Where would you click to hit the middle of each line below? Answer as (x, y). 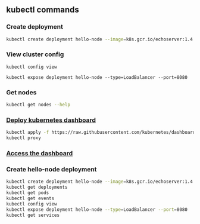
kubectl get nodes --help (38, 105)
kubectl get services (33, 215)
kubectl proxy (24, 138)
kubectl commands (43, 10)
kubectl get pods (28, 193)
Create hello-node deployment (51, 169)
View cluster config (35, 54)
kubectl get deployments (37, 188)
